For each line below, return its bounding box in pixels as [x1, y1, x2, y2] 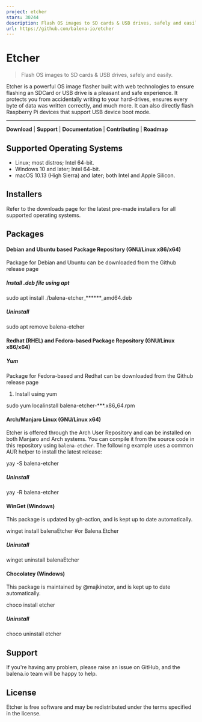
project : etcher [6, 8, 47, 15]
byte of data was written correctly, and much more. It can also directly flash [6, 102, 194, 109]
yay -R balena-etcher [6, 489, 59, 496]
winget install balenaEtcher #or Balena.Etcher [6, 527, 119, 535]
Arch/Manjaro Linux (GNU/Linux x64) [6, 416, 101, 423]
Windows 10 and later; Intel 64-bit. [14, 166, 100, 172]
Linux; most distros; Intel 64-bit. [14, 159, 94, 166]
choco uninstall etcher [6, 630, 62, 637]
